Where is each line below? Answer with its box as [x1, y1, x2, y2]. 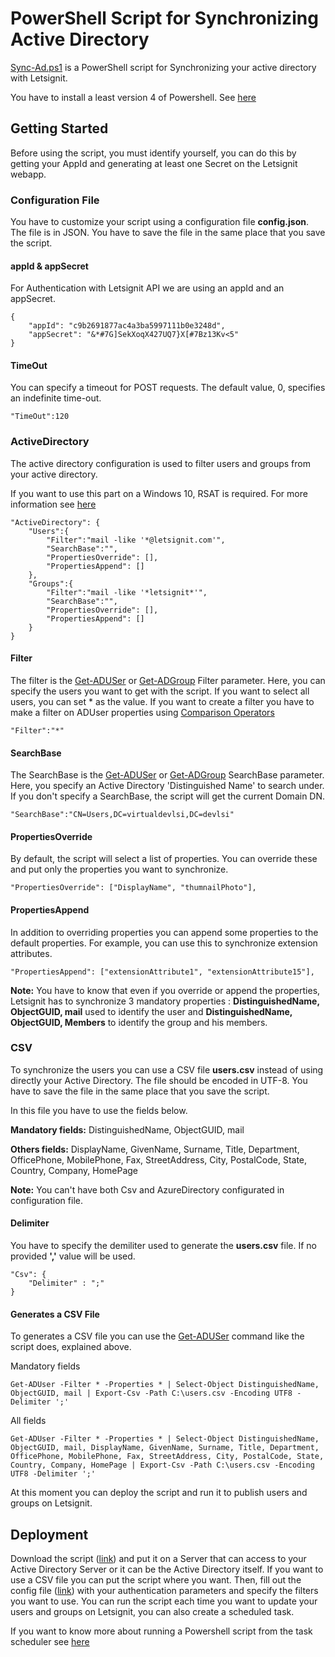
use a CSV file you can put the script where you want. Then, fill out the [10, 1574, 302, 1586]
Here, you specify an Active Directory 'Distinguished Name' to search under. [10, 780, 325, 792]
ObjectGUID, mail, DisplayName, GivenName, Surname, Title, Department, [10, 1443, 320, 1453]
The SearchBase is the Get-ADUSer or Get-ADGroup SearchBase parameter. [10, 769, 325, 781]
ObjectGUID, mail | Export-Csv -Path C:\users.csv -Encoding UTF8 [10, 1388, 293, 1399]
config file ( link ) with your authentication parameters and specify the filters [10, 1585, 319, 1597]
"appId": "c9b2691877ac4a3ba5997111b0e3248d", [28, 321, 226, 331]
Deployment [10, 1526, 89, 1543]
